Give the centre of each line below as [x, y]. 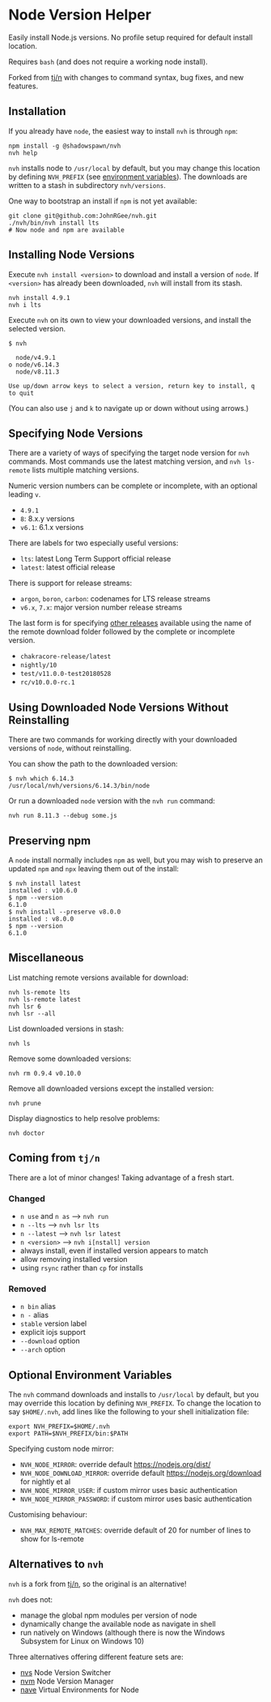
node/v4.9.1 [36, 357]
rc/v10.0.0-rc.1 [47, 682]
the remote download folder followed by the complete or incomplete [122, 632]
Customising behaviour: [48, 1515]
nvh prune [25, 1103]
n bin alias [38, 1306]
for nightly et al [45, 1482]
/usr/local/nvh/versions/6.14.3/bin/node [79, 786]
